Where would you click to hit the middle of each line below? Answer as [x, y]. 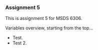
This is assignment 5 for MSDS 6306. [44, 18]
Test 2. [20, 43]
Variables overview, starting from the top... [49, 28]
